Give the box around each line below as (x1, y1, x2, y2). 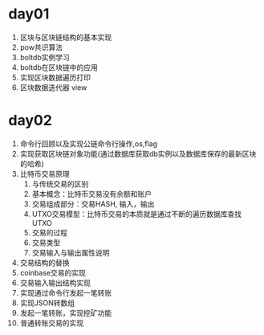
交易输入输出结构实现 (19, 278, 91, 288)
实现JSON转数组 (19, 298, 75, 308)
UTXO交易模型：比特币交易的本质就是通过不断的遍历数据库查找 (31, 209, 242, 219)
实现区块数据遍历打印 (19, 72, 91, 82)
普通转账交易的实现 (19, 318, 84, 328)
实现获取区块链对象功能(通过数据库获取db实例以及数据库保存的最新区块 (19, 149, 257, 158)
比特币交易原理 (19, 169, 70, 178)
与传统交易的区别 (31, 178, 89, 189)
